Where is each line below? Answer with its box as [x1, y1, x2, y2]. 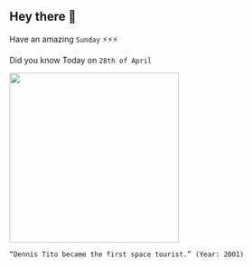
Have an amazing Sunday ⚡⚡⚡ [9, 33, 118, 44]
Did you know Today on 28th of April [9, 54, 152, 65]
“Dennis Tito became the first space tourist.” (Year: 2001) [9, 250, 245, 259]
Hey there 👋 [9, 9, 77, 24]
